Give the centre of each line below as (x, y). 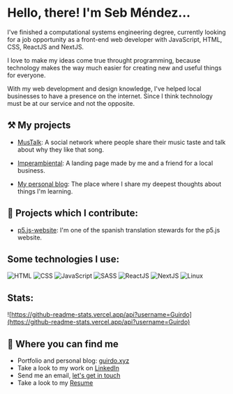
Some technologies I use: (63, 259)
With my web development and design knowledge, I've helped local (104, 88)
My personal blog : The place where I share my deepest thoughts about (119, 184)
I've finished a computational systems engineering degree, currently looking (117, 32)
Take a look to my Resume (55, 383)
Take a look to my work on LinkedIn (68, 368)
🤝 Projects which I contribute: (73, 213)
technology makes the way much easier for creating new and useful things (114, 68)
